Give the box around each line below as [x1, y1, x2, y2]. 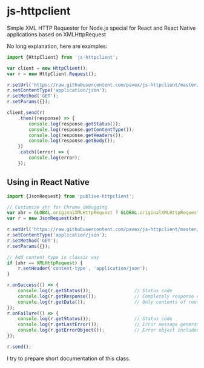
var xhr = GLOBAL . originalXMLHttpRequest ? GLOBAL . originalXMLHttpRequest [7, 210, 200, 216]
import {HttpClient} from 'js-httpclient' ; [7, 54, 119, 60]
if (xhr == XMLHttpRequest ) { [7, 259, 84, 266]
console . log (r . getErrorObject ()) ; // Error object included [18, 327, 200, 333]
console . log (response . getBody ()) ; [28, 138, 116, 144]
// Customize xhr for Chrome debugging [7, 204, 108, 210]
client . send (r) [7, 110, 45, 116]
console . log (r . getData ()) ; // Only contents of [18, 299, 186, 305]
